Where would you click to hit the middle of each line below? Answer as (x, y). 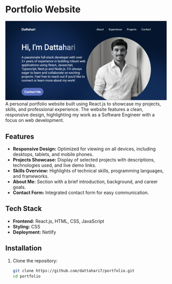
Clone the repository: (35, 260)
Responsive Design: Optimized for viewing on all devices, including (84, 149)
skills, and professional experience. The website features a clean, (74, 110)
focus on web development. (35, 120)
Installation (24, 248)
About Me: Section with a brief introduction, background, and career (85, 182)
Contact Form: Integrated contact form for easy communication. (81, 193)
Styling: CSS (26, 226)
